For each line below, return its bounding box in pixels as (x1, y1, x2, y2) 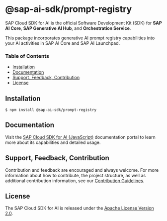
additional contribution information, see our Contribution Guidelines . (5, 178, 145, 184)
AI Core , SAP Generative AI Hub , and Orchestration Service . (5, 25, 131, 31)
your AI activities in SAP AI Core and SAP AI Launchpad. (5, 40, 120, 46)
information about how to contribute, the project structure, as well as (5, 172, 146, 178)
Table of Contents (5, 52, 50, 59)
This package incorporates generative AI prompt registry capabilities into (5, 35, 155, 41)
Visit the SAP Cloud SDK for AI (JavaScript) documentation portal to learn (5, 134, 156, 140)
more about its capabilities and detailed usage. (5, 139, 101, 145)
